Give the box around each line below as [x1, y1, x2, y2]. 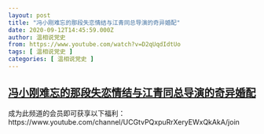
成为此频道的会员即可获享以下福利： [8, 108, 126, 118]
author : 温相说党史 [8, 33, 66, 42]
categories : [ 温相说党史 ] [8, 56, 94, 63]
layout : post [8, 11, 51, 20]
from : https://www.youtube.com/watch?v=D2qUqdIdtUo [8, 41, 181, 49]
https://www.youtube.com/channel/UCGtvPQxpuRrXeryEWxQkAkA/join [8, 117, 240, 126]
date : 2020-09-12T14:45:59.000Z [8, 26, 114, 34]
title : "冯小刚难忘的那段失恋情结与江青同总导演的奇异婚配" [8, 19, 181, 27]
